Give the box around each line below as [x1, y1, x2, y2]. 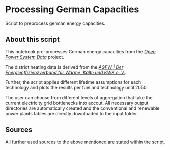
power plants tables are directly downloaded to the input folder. [5, 110, 138, 116]
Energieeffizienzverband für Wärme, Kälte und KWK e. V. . [5, 69, 126, 75]
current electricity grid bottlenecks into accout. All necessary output [5, 100, 149, 106]
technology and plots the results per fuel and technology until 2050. [5, 84, 148, 91]
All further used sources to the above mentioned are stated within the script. [5, 139, 165, 145]
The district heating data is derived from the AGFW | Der [5, 64, 124, 70]
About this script [5, 35, 60, 44]
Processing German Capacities [5, 4, 139, 15]
